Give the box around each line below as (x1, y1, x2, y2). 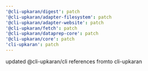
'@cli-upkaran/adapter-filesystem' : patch (5, 14, 112, 20)
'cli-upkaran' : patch (5, 42, 59, 48)
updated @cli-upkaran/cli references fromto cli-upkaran (5, 57, 143, 65)
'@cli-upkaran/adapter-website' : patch (5, 20, 104, 25)
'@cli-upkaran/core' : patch (5, 36, 75, 42)
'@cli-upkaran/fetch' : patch (5, 25, 78, 31)
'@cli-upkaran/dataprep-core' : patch (5, 31, 99, 37)
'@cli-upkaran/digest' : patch (5, 8, 81, 15)
